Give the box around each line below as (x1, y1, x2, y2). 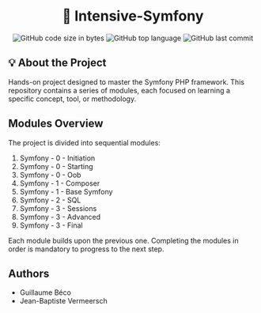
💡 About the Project (8, 56, 107, 70)
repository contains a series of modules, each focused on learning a (8, 85, 231, 95)
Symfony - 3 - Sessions (19, 203, 97, 213)
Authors (8, 266, 50, 280)
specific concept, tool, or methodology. (8, 94, 137, 104)
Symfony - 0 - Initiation (19, 153, 96, 163)
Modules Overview (8, 117, 104, 130)
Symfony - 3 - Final (19, 221, 83, 230)
